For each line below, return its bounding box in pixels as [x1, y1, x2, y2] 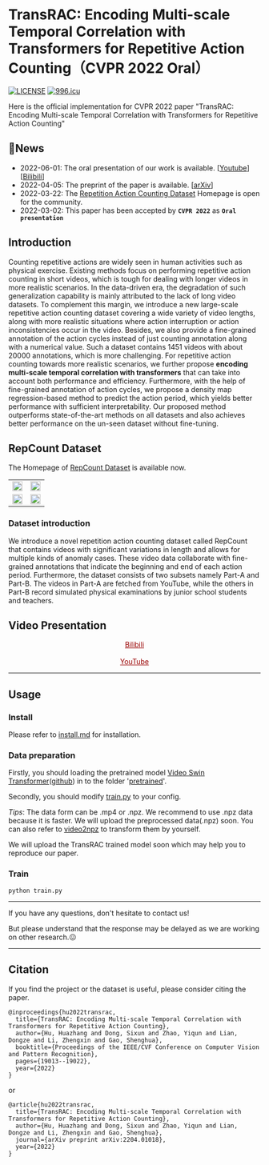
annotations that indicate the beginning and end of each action [35, 562, 243, 571]
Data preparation [8, 750, 76, 761]
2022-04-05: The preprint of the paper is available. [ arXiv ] [19, 180, 214, 190]
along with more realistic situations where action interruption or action [8, 316, 239, 326]
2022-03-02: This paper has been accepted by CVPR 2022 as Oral [19, 206, 237, 215]
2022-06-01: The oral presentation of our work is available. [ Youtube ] [19, 162, 250, 173]
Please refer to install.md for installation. [8, 730, 142, 739]
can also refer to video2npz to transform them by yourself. [8, 824, 201, 834]
